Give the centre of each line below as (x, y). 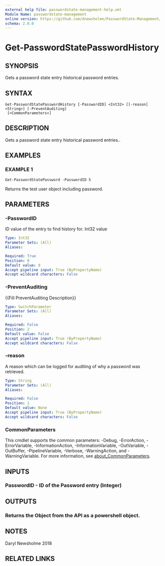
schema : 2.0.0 (20, 23)
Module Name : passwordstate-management (46, 14)
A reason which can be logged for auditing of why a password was (73, 366)
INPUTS (17, 471)
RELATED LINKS (30, 558)
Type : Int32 (17, 238)
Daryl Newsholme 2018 (29, 543)
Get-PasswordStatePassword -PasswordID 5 (48, 180)
